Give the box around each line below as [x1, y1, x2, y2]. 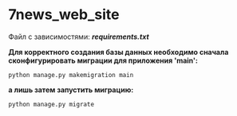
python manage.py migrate [8, 100, 94, 108]
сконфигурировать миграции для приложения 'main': [8, 56, 198, 65]
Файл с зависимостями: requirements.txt [8, 32, 149, 41]
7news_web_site [8, 6, 120, 24]
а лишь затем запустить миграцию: [8, 85, 134, 95]
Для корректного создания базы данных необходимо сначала [8, 47, 229, 56]
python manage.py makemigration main [8, 71, 134, 79]
